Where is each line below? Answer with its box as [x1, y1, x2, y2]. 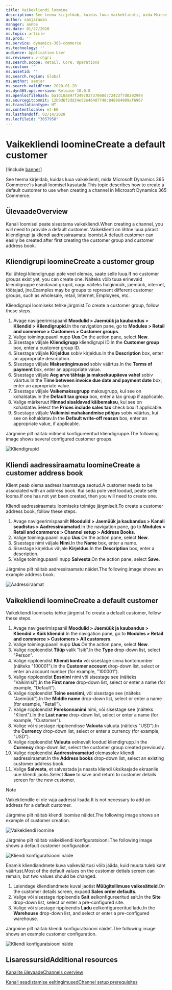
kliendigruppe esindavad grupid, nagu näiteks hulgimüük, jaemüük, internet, [6, 282, 165, 288]
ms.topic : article [6, 31, 45, 36]
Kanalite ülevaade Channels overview [6, 969, 84, 975]
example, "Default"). [13, 684, 57, 690]
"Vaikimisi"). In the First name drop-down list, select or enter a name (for [13, 679, 165, 685]
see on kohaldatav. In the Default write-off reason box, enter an [13, 415, 148, 422]
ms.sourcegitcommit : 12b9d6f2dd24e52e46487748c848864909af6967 [6, 97, 143, 103]
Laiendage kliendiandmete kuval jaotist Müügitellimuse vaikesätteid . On [13, 883, 165, 889]
